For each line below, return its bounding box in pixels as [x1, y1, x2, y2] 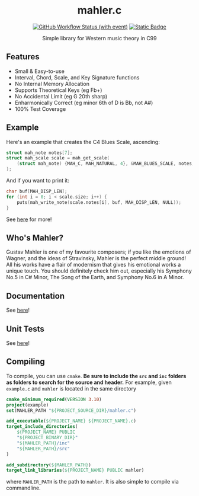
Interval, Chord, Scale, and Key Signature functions [14, 73, 140, 81]
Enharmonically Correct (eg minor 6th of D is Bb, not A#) [14, 99, 153, 106]
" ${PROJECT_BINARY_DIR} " [17, 435, 78, 441]
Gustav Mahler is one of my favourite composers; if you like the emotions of [6, 248, 191, 255]
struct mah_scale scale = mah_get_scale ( [6, 155, 110, 161]
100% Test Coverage [14, 105, 66, 113]
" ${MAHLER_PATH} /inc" [17, 440, 70, 446]
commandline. [6, 484, 41, 492]
